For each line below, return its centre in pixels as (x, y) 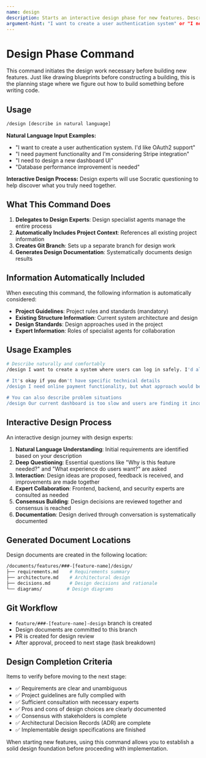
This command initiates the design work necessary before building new (97, 71)
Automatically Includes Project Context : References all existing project (106, 232)
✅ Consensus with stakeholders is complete (71, 716)
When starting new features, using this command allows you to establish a (100, 742)
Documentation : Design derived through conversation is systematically (105, 514)
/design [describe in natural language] (59, 124)
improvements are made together (57, 482)
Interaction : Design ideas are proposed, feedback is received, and (99, 475)
